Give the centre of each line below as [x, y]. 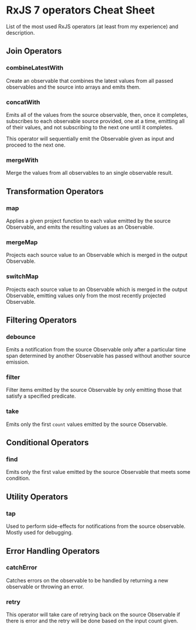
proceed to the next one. [36, 145]
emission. [18, 362]
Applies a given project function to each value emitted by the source [88, 221]
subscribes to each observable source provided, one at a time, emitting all [95, 121]
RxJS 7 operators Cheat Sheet [80, 10]
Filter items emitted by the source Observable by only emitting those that [94, 390]
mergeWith [22, 160]
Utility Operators [37, 497]
